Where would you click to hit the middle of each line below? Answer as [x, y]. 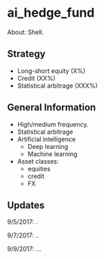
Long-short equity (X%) [51, 70]
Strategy [26, 54]
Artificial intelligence [46, 139]
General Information [52, 108]
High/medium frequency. [53, 124]
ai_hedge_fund [51, 13]
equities [39, 168]
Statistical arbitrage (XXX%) [58, 86]
